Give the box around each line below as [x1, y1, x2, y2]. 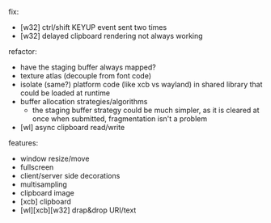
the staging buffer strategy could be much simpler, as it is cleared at [32, 105, 260, 115]
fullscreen [19, 162, 54, 172]
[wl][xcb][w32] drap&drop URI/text [19, 205, 137, 215]
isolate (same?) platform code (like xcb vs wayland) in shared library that [19, 80, 263, 89]
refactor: [8, 47, 38, 56]
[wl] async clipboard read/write [19, 123, 125, 132]
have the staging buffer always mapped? [19, 62, 156, 72]
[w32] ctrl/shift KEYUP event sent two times [19, 23, 167, 32]
